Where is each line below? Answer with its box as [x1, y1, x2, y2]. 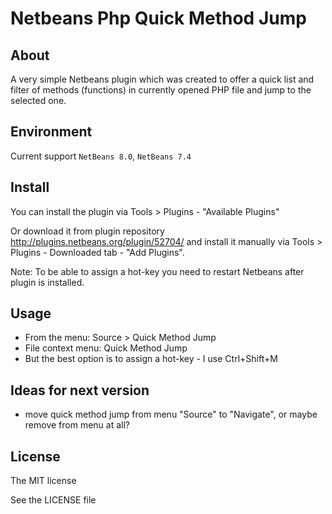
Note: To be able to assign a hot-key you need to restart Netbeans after [10, 265, 305, 277]
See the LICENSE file [10, 494, 97, 506]
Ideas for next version [10, 382, 150, 399]
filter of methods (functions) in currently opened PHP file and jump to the [10, 84, 312, 96]
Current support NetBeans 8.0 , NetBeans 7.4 [10, 150, 192, 162]
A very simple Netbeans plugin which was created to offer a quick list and [10, 73, 315, 85]
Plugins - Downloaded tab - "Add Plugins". [10, 246, 185, 258]
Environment [10, 123, 93, 141]
